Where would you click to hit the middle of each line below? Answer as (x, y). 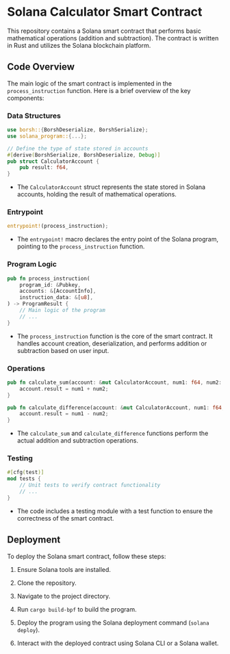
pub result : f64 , (44, 168)
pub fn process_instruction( (49, 278)
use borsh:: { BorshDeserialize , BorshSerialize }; (78, 130)
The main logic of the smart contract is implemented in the (90, 83)
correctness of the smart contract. (65, 518)
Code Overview (41, 67)
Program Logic (32, 264)
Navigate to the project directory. (64, 596)
